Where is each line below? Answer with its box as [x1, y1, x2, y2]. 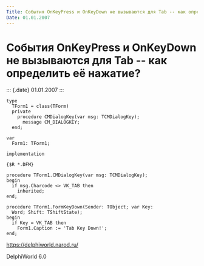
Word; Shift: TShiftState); [12, 210, 83, 216]
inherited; [17, 188, 45, 195]
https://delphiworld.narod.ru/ [6, 241, 79, 248]
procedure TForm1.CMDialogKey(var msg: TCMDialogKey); [6, 172, 148, 179]
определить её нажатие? [6, 66, 141, 80]
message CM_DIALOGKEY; [22, 119, 80, 125]
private [12, 108, 32, 115]
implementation [6, 151, 45, 158]
